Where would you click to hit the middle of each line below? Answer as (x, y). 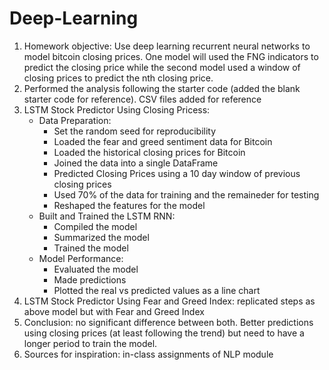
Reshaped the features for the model (129, 205)
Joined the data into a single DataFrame (136, 163)
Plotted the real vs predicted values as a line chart (157, 290)
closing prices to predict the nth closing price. (118, 78)
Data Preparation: (75, 120)
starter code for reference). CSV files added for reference (142, 99)
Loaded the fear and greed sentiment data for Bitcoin (163, 141)
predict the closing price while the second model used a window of (162, 67)
